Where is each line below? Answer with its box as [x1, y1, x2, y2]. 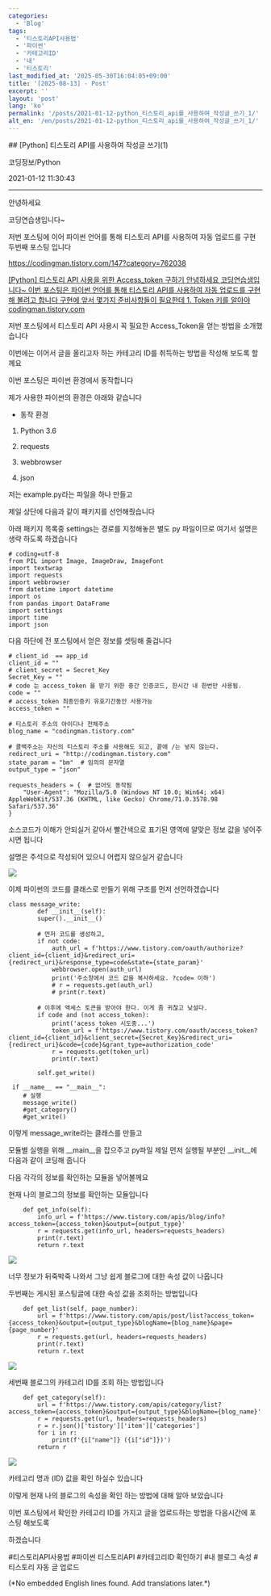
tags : [8, 27, 27, 35]
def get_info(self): [23, 1205, 92, 1214]
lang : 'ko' [8, 102, 45, 110]
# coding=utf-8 [8, 550, 60, 558]
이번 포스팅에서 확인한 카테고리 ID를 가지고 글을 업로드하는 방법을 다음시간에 [8, 1507, 248, 1517]
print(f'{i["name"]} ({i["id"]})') [51, 1435, 172, 1444]
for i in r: [37, 1429, 78, 1437]
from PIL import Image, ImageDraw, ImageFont [8, 556, 164, 565]
